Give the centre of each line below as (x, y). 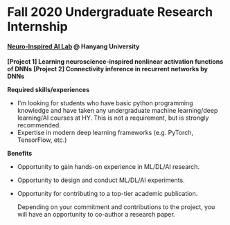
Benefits (20, 154)
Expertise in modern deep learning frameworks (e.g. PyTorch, (105, 133)
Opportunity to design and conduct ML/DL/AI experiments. (101, 180)
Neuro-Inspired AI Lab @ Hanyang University (73, 46)
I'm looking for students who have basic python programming (105, 103)
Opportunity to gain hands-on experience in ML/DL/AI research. (108, 167)
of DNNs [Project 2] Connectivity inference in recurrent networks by (107, 69)
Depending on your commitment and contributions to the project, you (116, 207)
